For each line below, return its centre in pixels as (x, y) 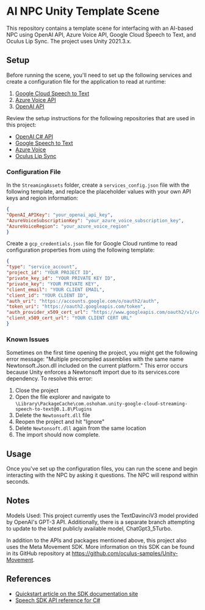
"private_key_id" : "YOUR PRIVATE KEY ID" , (61, 278)
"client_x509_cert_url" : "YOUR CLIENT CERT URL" (69, 318)
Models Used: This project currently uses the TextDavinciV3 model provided (102, 515)
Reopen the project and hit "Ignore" (60, 422)
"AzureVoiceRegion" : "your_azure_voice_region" (68, 226)
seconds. (18, 482)
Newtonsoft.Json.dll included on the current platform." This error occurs (97, 366)
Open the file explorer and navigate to (63, 397)
